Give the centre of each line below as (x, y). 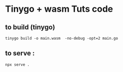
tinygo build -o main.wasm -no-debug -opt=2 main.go (62, 38)
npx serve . (17, 65)
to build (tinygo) (30, 27)
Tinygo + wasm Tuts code (59, 9)
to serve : (20, 53)
